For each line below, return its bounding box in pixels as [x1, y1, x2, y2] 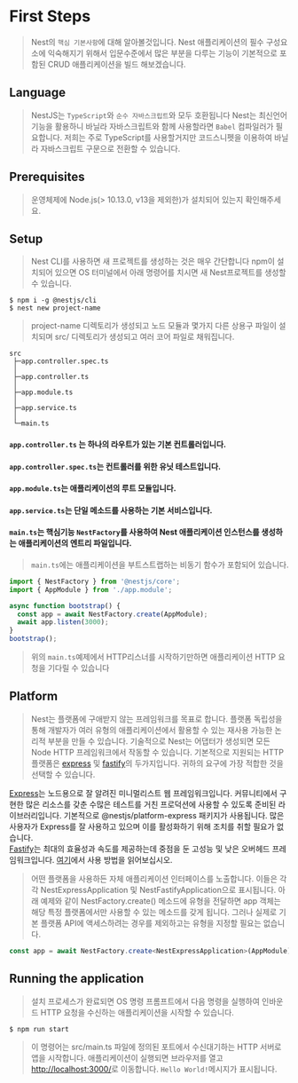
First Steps [9, 6, 91, 27]
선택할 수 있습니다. [30, 769, 96, 779]
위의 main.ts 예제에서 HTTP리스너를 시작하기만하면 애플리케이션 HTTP [30, 652, 277, 662]
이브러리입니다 [9, 810, 60, 820]
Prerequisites [9, 170, 85, 185]
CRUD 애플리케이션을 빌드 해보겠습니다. [47, 59, 186, 69]
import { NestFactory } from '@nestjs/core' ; [9, 577, 180, 586]
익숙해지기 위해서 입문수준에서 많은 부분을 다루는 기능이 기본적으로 [47, 47, 278, 59]
